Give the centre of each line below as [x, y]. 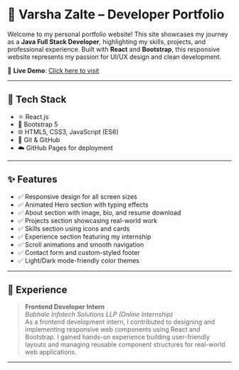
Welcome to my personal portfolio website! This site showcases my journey [118, 34]
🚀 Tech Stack [37, 100]
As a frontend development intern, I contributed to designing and [120, 322]
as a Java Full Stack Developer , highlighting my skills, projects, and [107, 41]
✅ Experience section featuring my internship [84, 236]
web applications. [51, 352]
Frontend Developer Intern [65, 307]
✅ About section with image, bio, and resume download [99, 212]
